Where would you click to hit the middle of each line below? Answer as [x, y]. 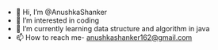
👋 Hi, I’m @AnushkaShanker [61, 12]
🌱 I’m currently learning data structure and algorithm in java [113, 29]
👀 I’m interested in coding [57, 20]
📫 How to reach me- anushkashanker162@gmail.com [104, 37]
